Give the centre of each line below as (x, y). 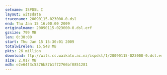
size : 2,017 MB (21, 60)
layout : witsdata (23, 14)
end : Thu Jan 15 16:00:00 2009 (38, 23)
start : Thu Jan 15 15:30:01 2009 (40, 42)
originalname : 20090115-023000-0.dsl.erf (49, 28)
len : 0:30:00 (19, 37)
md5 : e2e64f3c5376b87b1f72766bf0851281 (46, 65)
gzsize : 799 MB (21, 33)
